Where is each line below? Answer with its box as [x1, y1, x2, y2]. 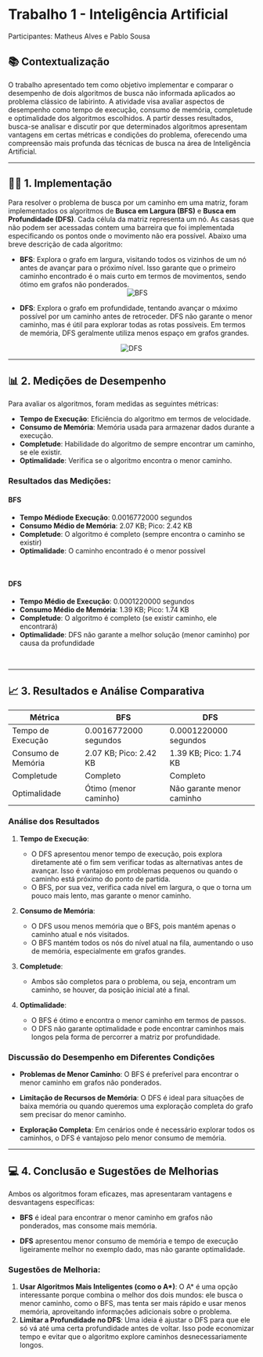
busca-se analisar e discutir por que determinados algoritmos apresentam [8, 122, 248, 131]
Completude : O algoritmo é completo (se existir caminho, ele [19, 613, 218, 622]
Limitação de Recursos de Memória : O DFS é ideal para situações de [19, 1093, 245, 1103]
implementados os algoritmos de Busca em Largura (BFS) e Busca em [8, 206, 236, 215]
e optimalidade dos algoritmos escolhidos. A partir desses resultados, [8, 113, 233, 122]
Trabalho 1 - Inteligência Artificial [8, 5, 229, 24]
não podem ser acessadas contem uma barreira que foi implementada [8, 222, 235, 232]
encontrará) [19, 622, 58, 631]
